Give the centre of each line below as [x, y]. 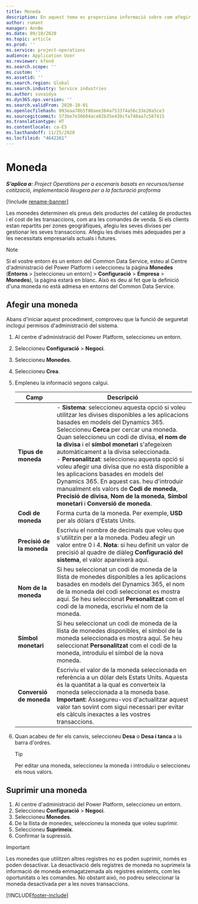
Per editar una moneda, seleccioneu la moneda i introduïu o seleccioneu [102, 765]
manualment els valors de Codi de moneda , [117, 489]
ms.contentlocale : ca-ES [37, 127]
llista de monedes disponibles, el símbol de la [119, 631]
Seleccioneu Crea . [37, 371]
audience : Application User [41, 56]
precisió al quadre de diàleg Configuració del [120, 552]
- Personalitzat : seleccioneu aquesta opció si [121, 459]
